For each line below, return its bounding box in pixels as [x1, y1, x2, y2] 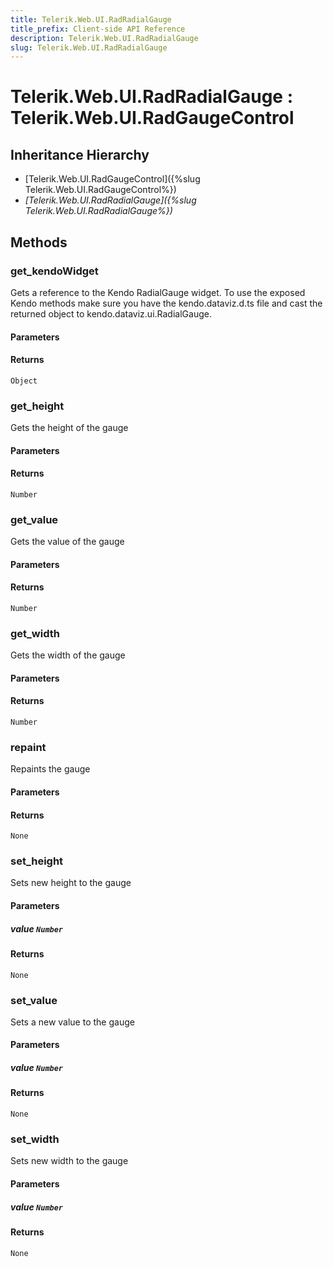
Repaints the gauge [10, 763, 91, 775]
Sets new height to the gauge [10, 877, 132, 889]
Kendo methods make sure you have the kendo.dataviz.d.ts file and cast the [10, 297, 323, 309]
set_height [10, 854, 64, 868]
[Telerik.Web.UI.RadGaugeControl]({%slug [24, 173, 201, 185]
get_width [10, 626, 60, 640]
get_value [10, 512, 59, 526]
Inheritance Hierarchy [10, 146, 150, 163]
